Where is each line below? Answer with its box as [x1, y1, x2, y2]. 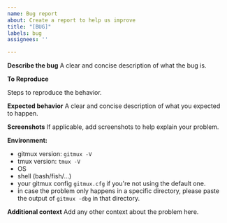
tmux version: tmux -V [17, 157, 81, 166]
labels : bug [7, 29, 42, 37]
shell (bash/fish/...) [17, 172, 72, 180]
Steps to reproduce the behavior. [7, 89, 103, 97]
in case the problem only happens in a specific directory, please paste [17, 187, 220, 195]
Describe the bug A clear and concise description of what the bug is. [7, 61, 207, 70]
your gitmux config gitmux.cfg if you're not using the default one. [17, 179, 206, 188]
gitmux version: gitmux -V [17, 150, 92, 158]
